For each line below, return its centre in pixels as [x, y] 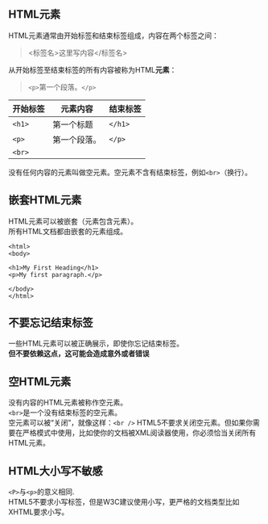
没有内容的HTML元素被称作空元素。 [68, 403]
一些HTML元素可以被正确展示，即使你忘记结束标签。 [96, 344]
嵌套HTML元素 [45, 200]
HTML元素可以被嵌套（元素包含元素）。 [73, 221]
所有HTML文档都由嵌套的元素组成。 [68, 231]
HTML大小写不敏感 [56, 471]
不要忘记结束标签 [51, 323]
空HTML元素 [40, 381]
